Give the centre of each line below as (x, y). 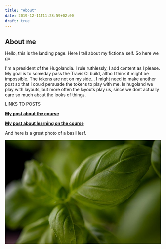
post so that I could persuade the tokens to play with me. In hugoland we (79, 84)
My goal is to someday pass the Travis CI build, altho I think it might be (77, 74)
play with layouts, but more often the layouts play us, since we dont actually (82, 90)
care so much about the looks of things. (46, 95)
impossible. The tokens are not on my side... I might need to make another (81, 79)
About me (21, 41)
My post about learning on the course (44, 123)
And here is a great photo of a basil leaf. (46, 133)
